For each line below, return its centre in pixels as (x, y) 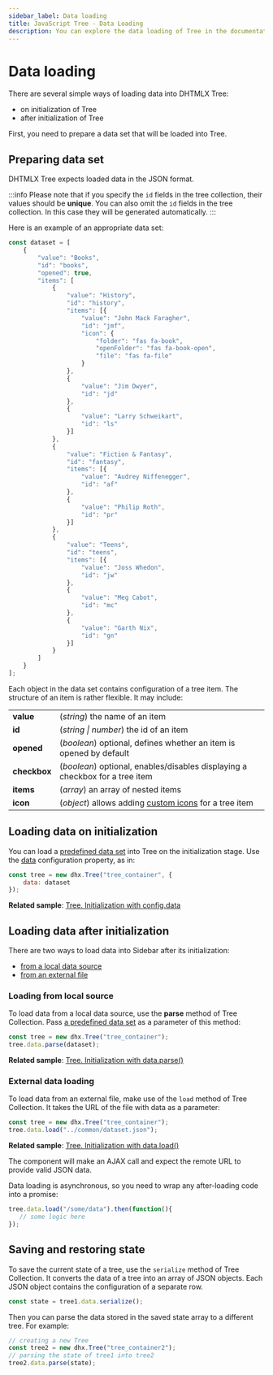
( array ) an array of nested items (121, 789)
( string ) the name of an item (113, 716)
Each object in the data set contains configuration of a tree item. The (123, 688)
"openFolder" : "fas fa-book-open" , (156, 349)
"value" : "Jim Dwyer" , (119, 386)
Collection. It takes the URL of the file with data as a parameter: (115, 1108)
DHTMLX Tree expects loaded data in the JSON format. (102, 179)
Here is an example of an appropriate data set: (86, 228)
